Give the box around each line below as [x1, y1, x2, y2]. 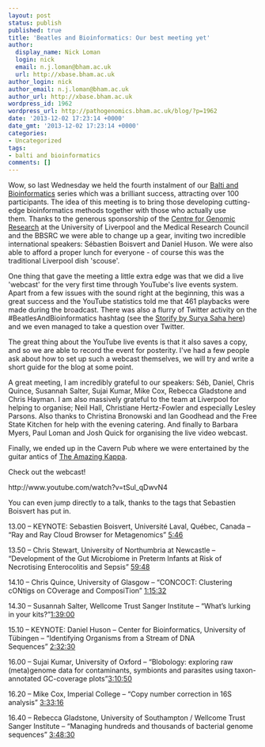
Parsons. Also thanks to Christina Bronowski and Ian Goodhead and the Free [8, 411, 257, 421]
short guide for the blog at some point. [8, 362, 134, 372]
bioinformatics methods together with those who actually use [26, 206, 227, 215]
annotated [8, 674, 42, 684]
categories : [8, 129, 47, 137]
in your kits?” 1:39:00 [8, 610, 75, 620]
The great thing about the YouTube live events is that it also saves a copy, [8, 337, 248, 347]
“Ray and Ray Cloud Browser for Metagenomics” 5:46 [8, 530, 184, 540]
